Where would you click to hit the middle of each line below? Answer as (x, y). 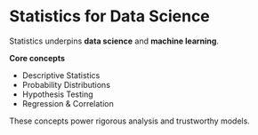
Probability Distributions (66, 84)
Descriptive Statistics (61, 75)
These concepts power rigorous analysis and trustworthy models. (130, 121)
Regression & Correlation (68, 103)
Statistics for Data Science (110, 16)
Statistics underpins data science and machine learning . (114, 41)
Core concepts (37, 58)
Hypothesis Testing (57, 94)
